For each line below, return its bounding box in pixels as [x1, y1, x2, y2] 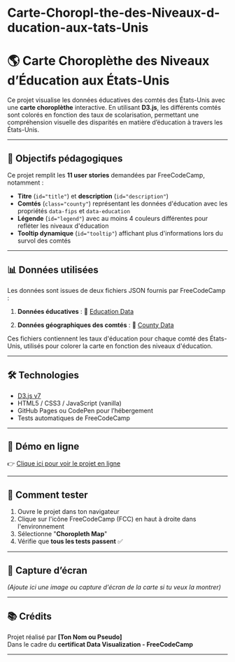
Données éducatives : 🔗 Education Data [17, 307, 134, 315]
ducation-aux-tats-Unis [7, 20, 149, 36]
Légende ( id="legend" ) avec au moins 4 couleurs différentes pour [17, 214, 208, 222]
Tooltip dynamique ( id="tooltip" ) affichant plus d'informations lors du [17, 229, 223, 237]
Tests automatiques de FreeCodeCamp [17, 414, 131, 422]
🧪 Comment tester [7, 489, 89, 501]
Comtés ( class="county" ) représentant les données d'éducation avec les [17, 199, 228, 208]
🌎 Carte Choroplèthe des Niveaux [7, 53, 210, 69]
